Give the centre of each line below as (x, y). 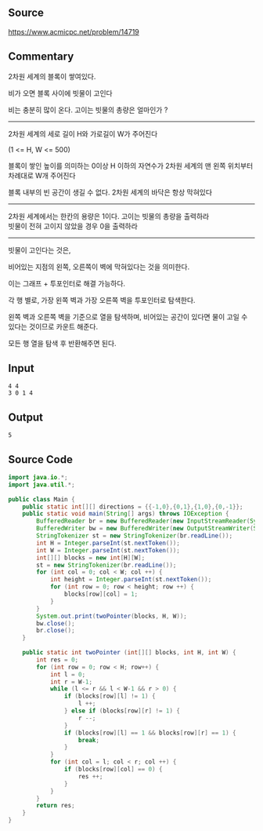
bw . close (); (56, 623)
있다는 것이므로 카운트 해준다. (53, 326)
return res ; (56, 806)
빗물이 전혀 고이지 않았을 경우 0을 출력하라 (73, 226)
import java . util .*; (42, 485)
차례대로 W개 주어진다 (42, 175)
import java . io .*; (38, 478)
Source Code (40, 459)
